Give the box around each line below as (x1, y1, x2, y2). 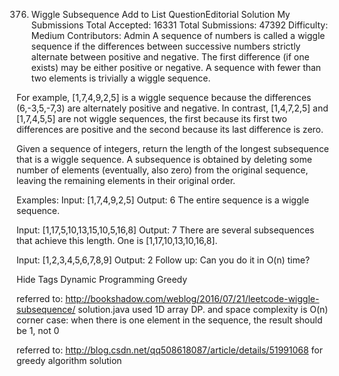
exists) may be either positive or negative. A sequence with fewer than (30, 62, 322, 73)
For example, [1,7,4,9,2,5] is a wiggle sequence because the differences (16, 92, 312, 103)
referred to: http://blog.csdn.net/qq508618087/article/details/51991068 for (16, 344, 324, 356)
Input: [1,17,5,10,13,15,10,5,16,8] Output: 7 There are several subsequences (16, 224, 315, 236)
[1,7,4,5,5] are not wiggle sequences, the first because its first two (16, 113, 288, 124)
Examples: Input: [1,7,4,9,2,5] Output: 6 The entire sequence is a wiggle (16, 194, 310, 206)
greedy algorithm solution (16, 355, 123, 366)
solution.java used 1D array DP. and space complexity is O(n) (77, 304, 329, 315)
